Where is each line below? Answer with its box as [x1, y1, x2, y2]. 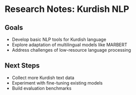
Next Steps [4, 61, 40, 70]
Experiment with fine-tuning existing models [11, 80, 103, 86]
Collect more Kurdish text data [11, 75, 75, 81]
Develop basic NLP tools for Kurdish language [11, 36, 107, 42]
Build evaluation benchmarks [11, 85, 72, 91]
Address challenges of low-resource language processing [11, 47, 132, 53]
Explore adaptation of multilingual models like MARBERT [11, 42, 128, 48]
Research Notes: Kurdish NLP [4, 3, 130, 15]
